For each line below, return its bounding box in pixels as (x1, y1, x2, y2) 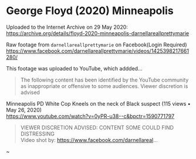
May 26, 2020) (6, 106, 42, 113)
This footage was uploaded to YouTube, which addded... (6, 65, 143, 72)
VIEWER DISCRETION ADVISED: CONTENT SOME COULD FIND (20, 124, 174, 131)
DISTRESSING (20, 130, 55, 137)
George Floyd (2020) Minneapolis (6, 4, 174, 18)
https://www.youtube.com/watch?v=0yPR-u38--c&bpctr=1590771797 (6, 113, 175, 120)
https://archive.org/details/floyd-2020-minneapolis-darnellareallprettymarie (6, 29, 190, 36)
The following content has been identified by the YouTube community (20, 76, 189, 83)
